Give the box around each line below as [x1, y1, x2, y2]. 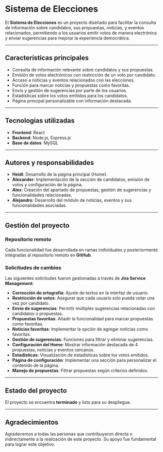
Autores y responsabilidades [5, 158, 94, 167]
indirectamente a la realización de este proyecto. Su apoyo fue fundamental [5, 436, 157, 442]
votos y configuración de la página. [12, 182, 83, 188]
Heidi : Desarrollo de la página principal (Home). [12, 172, 108, 177]
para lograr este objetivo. [5, 441, 55, 447]
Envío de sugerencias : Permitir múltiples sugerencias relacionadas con [12, 306, 155, 312]
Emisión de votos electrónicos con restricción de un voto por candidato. [12, 72, 156, 78]
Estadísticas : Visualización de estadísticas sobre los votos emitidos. [12, 352, 149, 358]
